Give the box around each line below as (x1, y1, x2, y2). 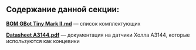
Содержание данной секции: (6, 5, 120, 15)
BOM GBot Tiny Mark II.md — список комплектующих (6, 20, 141, 27)
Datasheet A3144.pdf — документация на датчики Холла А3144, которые (6, 31, 190, 38)
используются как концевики (6, 37, 80, 44)
